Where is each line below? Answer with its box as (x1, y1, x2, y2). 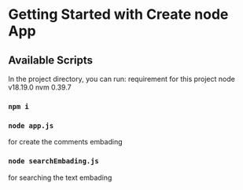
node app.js (8, 121, 54, 130)
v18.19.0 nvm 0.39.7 (8, 82, 72, 92)
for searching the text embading (8, 173, 112, 182)
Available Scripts (8, 53, 93, 67)
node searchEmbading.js (8, 157, 100, 166)
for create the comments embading (8, 137, 123, 147)
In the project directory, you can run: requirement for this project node (8, 75, 236, 83)
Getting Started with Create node (8, 5, 229, 24)
